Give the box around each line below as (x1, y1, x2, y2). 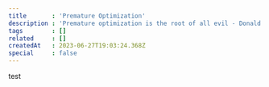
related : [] (8, 34, 67, 43)
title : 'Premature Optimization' (8, 11, 147, 20)
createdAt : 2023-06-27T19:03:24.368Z (8, 42, 147, 50)
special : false (8, 49, 78, 57)
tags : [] (8, 27, 67, 35)
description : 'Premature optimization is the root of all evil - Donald (8, 19, 262, 27)
